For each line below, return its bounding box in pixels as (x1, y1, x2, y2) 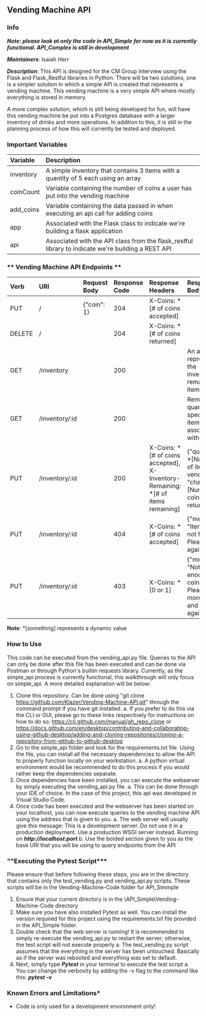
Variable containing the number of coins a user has (45, 184, 192, 192)
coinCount (10, 187, 40, 196)
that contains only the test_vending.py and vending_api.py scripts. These (7, 877, 190, 884)
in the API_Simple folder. (15, 921, 78, 928)
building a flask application (45, 227, 123, 235)
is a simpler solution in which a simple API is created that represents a (7, 80, 183, 88)
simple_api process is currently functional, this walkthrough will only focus (7, 673, 194, 680)
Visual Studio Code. (15, 796, 66, 803)
